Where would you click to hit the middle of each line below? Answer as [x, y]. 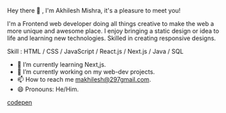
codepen [20, 102]
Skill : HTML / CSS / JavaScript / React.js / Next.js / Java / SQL [95, 51]
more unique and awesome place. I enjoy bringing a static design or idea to [113, 31]
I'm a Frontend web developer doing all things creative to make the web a [111, 23]
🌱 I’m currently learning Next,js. [61, 64]
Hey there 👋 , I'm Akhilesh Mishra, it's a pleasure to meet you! [94, 11]
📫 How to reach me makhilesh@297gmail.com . [84, 79]
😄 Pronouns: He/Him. [48, 89]
